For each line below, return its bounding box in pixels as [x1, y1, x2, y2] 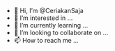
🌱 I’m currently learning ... [13, 21, 89, 29]
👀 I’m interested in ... [13, 14, 73, 22]
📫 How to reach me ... [13, 37, 79, 44]
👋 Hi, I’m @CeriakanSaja [13, 7, 84, 14]
